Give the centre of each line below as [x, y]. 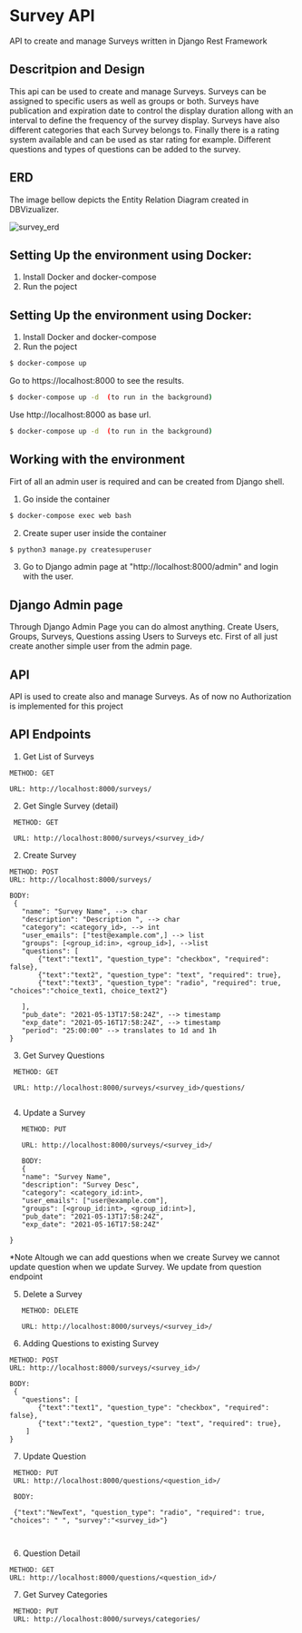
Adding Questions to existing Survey [91, 1343]
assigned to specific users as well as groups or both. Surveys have [134, 101]
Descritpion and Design [77, 69]
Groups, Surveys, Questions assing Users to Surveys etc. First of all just [144, 637]
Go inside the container [66, 499]
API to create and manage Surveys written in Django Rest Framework [138, 41]
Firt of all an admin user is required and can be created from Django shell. [147, 481]
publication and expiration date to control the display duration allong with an [151, 111]
